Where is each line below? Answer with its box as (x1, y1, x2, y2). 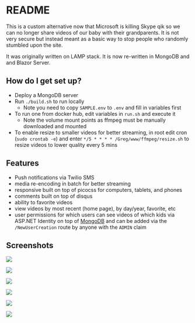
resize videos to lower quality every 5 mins (14, 141, 118, 148)
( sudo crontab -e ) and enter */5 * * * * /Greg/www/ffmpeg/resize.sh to (14, 135, 190, 142)
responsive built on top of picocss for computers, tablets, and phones (14, 186, 183, 193)
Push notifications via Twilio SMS (14, 174, 95, 181)
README (6, 4, 50, 17)
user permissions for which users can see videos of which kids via (14, 211, 175, 218)
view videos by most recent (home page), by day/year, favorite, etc (14, 205, 176, 212)
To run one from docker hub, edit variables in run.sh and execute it (14, 110, 176, 117)
